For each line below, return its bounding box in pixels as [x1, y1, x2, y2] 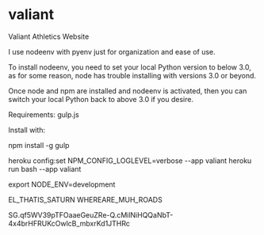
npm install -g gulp [8, 140, 70, 150]
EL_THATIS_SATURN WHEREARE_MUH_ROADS [8, 195, 163, 204]
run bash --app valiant [8, 164, 82, 173]
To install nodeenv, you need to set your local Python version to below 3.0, [8, 62, 251, 72]
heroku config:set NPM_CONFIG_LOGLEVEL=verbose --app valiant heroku [8, 156, 252, 165]
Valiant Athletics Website [8, 32, 90, 41]
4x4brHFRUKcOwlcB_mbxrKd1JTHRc [8, 218, 131, 228]
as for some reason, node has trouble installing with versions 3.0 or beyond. [8, 70, 256, 80]
